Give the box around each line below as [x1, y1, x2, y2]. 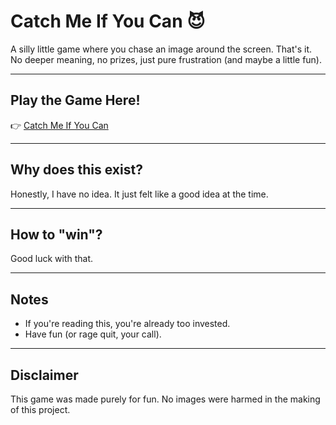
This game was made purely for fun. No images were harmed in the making [10, 393, 321, 405]
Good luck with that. [10, 253, 94, 265]
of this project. [10, 404, 71, 415]
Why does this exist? [10, 161, 143, 179]
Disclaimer [10, 366, 79, 384]
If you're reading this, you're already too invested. [24, 318, 231, 330]
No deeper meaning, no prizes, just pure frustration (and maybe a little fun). [10, 53, 323, 65]
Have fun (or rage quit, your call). [24, 328, 162, 340]
